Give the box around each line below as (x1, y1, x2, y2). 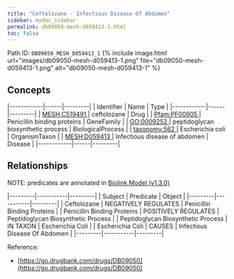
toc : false (7, 29, 39, 37)
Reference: (7, 243, 39, 251)
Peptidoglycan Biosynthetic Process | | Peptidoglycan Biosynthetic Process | (7, 214, 228, 222)
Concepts (7, 84, 51, 96)
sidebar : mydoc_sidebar (7, 17, 77, 24)
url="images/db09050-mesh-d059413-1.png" (7, 57, 139, 65)
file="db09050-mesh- (140, 57, 205, 65)
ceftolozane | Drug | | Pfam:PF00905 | (92, 110, 201, 119)
